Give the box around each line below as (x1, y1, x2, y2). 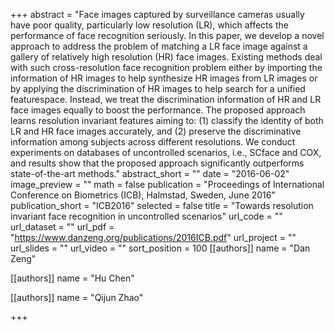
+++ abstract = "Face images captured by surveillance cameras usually (10, 9, 305, 20)
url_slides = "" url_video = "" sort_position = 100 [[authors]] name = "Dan (10, 242, 311, 254)
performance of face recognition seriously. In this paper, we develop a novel (10, 30, 325, 41)
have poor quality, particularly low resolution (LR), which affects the (10, 19, 289, 31)
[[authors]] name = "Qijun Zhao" (10, 292, 144, 303)
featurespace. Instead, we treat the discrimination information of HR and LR (10, 94, 322, 105)
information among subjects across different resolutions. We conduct (10, 136, 296, 148)
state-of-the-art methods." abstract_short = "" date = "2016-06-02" (10, 168, 290, 179)
